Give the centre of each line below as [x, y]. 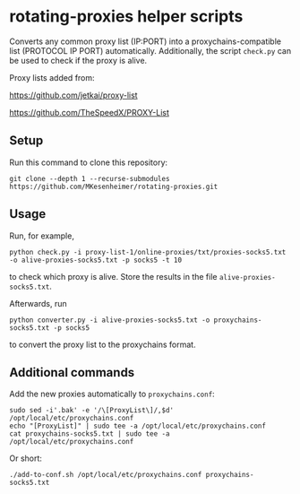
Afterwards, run [38, 303]
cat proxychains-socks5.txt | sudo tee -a [90, 434]
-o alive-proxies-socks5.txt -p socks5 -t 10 [95, 260]
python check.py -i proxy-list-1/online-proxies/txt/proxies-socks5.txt [148, 252]
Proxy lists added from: [52, 77]
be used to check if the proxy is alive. [78, 60]
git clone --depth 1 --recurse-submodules [90, 178]
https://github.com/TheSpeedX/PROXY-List [90, 112]
